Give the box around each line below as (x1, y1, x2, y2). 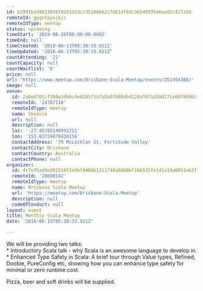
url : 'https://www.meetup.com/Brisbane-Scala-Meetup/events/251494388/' (6, 77, 194, 83)
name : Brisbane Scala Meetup (12, 184, 86, 191)
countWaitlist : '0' (6, 65, 56, 72)
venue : (6, 88, 23, 94)
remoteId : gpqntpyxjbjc (6, 15, 67, 21)
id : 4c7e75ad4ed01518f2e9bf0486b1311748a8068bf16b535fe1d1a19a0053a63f (12, 167, 198, 174)
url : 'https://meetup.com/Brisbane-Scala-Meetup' (12, 190, 140, 196)
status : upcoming (6, 26, 50, 32)
